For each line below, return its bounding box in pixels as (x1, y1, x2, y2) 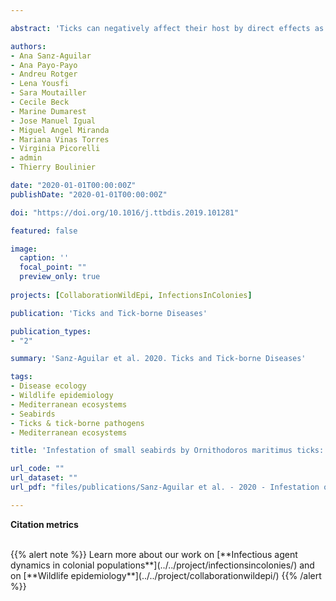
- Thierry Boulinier (10, 162, 97, 173)
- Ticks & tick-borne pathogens (10, 418, 145, 428)
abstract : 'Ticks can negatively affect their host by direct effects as (10, 23, 325, 33)
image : (10, 244, 38, 254)
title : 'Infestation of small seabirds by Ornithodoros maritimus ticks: (10, 446, 325, 456)
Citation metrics (10, 518, 79, 530)
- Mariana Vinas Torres (10, 134, 110, 145)
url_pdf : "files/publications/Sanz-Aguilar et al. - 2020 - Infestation (10, 482, 320, 492)
